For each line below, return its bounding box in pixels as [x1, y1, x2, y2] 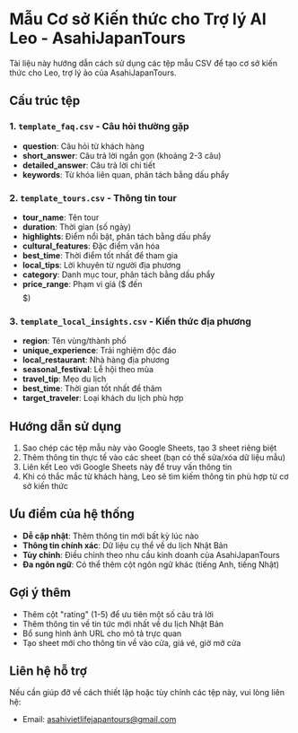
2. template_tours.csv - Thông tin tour [9, 191, 177, 204]
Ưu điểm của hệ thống [9, 507, 135, 522]
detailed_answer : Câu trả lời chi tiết [22, 160, 155, 170]
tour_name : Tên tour [22, 212, 100, 223]
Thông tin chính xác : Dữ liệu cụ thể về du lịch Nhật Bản [22, 539, 229, 551]
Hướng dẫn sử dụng [9, 418, 122, 434]
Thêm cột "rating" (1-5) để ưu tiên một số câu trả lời [22, 608, 214, 619]
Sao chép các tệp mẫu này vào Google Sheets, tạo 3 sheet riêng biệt [22, 442, 277, 453]
